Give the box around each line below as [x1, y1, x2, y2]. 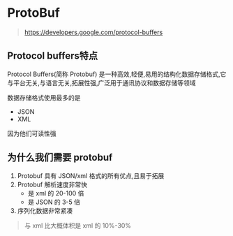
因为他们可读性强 [7, 129, 57, 138]
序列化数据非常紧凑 [17, 206, 73, 214]
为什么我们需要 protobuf [7, 152, 113, 163]
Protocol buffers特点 [7, 50, 98, 62]
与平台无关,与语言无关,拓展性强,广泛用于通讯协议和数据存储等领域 [7, 78, 197, 87]
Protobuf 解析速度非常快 [17, 180, 87, 189]
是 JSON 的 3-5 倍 [27, 198, 80, 206]
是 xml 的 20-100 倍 [27, 189, 84, 197]
